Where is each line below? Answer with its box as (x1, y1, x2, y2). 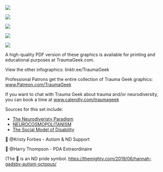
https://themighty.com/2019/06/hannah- (68, 155, 152, 161)
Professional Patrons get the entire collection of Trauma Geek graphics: (5, 76, 153, 82)
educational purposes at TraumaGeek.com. (5, 57, 95, 62)
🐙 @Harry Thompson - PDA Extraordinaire (5, 146, 92, 152)
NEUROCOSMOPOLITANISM (12, 121, 72, 127)
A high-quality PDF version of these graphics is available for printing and (5, 51, 155, 57)
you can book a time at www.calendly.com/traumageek (5, 96, 119, 102)
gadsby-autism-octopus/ (5, 161, 57, 167)
